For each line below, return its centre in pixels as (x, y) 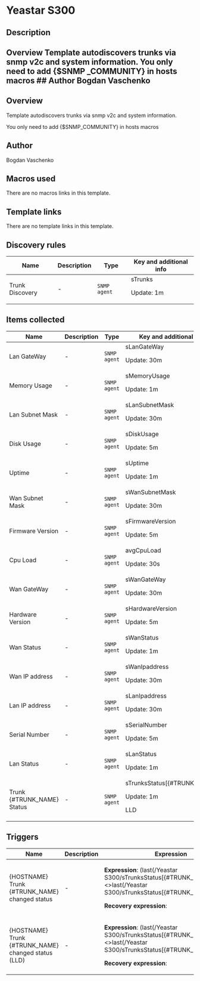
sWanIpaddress (147, 667)
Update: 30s (143, 563)
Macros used (31, 179)
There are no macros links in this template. (58, 193)
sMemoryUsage (148, 375)
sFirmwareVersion (151, 521)
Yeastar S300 (41, 10)
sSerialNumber (146, 724)
